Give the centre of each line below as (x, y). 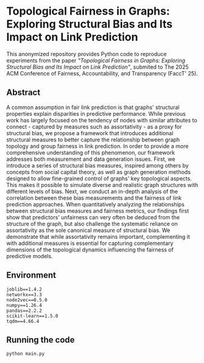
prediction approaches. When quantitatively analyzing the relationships (95, 204)
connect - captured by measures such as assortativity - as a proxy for (94, 127)
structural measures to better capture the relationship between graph (93, 139)
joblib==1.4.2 (24, 289)
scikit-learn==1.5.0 (33, 316)
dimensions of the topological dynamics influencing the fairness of (90, 249)
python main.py (26, 354)
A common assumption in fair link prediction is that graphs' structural (93, 107)
